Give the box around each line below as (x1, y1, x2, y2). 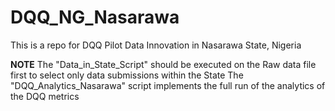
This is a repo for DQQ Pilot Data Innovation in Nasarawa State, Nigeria (10, 39, 302, 51)
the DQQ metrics (10, 90, 80, 102)
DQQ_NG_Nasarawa (10, 6, 180, 29)
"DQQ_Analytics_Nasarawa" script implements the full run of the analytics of (10, 79, 326, 91)
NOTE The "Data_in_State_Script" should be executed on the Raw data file (10, 58, 317, 70)
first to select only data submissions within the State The (10, 69, 244, 81)
